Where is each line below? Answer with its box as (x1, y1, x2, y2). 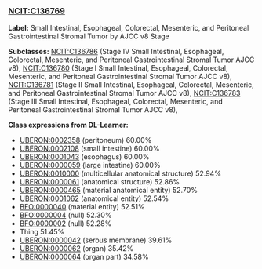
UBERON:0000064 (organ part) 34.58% (19, 253, 149, 262)
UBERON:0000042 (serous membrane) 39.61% (19, 235, 173, 245)
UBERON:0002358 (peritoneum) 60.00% (19, 136, 152, 145)
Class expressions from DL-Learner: (8, 120, 129, 130)
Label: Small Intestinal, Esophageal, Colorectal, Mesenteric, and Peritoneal (8, 24, 249, 33)
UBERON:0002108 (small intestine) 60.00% (19, 144, 160, 154)
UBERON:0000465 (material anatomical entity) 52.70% (19, 186, 198, 195)
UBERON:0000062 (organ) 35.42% (19, 244, 134, 253)
